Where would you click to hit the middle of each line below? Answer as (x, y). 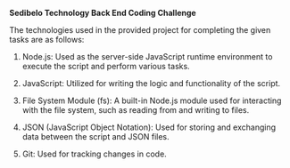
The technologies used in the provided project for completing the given (140, 30)
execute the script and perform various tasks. (106, 66)
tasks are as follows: (47, 40)
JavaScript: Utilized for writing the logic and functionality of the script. (151, 83)
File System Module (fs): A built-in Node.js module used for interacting (152, 100)
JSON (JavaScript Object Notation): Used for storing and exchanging (149, 127)
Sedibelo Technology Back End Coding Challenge (103, 13)
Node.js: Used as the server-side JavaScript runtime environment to (147, 56)
